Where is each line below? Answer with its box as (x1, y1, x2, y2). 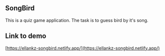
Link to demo (5, 32, 46, 40)
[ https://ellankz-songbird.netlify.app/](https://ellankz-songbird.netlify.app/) (5, 45, 160, 51)
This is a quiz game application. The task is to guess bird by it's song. (5, 17, 148, 23)
